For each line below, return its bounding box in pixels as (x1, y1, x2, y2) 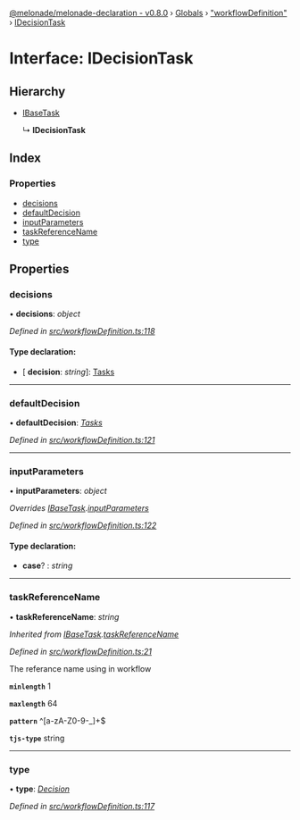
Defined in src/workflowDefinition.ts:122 (9, 520, 157, 531)
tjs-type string (9, 732, 65, 743)
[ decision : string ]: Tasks (21, 366, 115, 377)
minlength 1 (9, 681, 52, 691)
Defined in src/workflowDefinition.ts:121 (9, 434, 155, 445)
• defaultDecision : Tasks (9, 417, 103, 428)
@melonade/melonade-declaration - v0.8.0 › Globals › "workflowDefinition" (9, 8, 287, 18)
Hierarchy (9, 84, 66, 99)
